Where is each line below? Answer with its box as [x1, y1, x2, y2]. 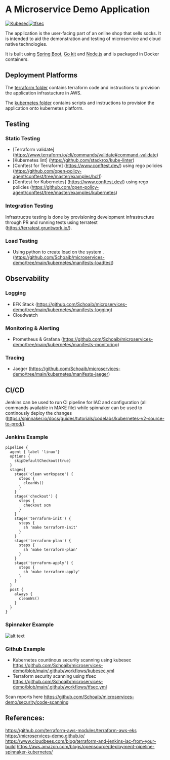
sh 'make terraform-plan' [23, 547, 78, 552]
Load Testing [5, 237, 38, 244]
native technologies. [5, 41, 48, 47]
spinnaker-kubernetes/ [5, 749, 53, 755]
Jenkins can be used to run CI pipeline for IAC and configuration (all [5, 400, 147, 406]
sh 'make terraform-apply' [23, 570, 80, 575]
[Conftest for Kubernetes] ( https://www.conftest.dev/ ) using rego [12, 179, 148, 185]
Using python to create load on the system [12, 249, 102, 255]
